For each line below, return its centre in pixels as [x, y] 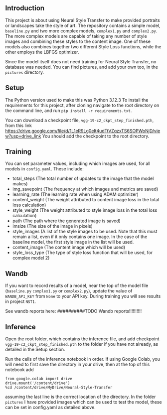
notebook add [19, 370]
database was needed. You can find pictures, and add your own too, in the [82, 67]
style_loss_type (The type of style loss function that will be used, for [83, 253]
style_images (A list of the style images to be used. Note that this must [85, 232]
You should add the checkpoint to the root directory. [96, 136]
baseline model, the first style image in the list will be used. [73, 242]
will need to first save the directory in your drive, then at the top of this [78, 364]
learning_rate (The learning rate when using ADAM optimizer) [75, 194]
